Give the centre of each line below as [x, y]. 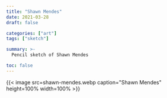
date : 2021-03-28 [28, 17]
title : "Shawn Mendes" [34, 12]
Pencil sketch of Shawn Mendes [50, 55]
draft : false [22, 22]
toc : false [20, 66]
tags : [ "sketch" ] [28, 39]
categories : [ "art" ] [32, 33]
